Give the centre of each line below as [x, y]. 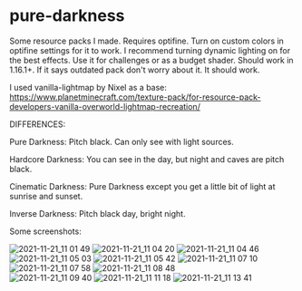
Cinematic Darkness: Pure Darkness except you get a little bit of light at [142, 186]
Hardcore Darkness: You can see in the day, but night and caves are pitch [147, 159]
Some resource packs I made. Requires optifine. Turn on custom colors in [146, 41]
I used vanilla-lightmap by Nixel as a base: [88, 87]
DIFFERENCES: [38, 124]
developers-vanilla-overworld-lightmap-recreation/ [105, 106]
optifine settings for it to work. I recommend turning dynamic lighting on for [150, 50]
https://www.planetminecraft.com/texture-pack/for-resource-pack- [135, 97]
